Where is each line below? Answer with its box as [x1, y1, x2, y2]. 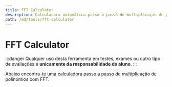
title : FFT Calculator [5, 7, 54, 13]
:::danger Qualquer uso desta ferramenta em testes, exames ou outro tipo [5, 55, 161, 62]
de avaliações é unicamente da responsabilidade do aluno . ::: [5, 61, 137, 67]
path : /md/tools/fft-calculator [5, 17, 74, 22]
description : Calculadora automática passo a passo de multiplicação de [5, 12, 164, 17]
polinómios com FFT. [5, 76, 50, 82]
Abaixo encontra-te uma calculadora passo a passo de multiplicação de [5, 71, 157, 77]
